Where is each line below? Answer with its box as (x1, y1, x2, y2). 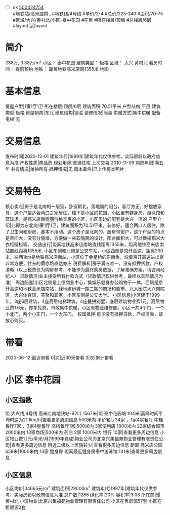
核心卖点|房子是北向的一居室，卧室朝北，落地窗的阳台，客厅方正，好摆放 (5, 203, 158, 209)
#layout (12, 23, 29, 29)
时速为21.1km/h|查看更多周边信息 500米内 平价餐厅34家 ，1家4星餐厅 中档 (9, 416, 163, 422)
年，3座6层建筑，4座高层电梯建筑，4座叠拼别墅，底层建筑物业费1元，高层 (5, 298, 160, 304)
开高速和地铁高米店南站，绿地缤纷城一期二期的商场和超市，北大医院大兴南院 (5, 286, 165, 292)
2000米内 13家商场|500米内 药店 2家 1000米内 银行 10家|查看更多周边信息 (5, 429, 159, 435)
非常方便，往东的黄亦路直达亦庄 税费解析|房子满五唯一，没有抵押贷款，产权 (5, 260, 163, 266)
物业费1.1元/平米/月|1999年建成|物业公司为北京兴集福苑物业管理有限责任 (9, 435, 159, 442)
